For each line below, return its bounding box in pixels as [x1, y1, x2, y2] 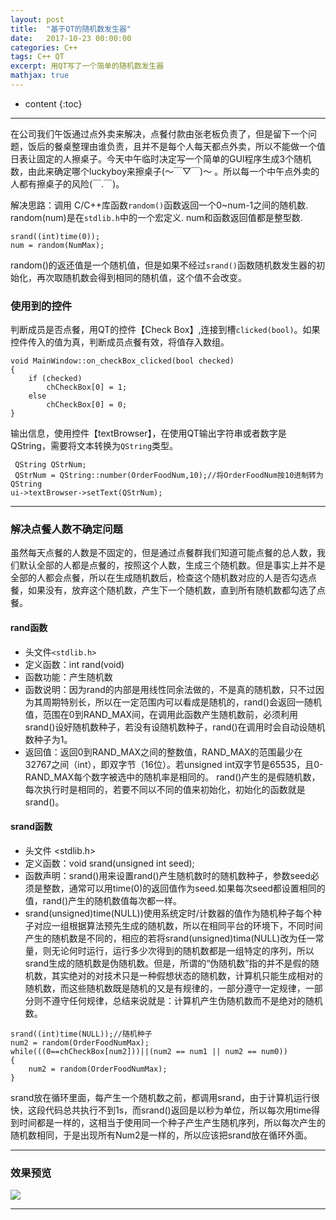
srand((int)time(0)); [10, 231, 101, 241]
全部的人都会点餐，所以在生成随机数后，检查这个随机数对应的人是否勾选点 [10, 572, 317, 584]
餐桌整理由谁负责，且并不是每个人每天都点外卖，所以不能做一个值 [53, 140, 326, 152]
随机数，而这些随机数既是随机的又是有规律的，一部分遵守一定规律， [24, 982, 306, 994]
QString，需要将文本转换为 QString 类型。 [10, 440, 179, 452]
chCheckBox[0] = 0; [46, 400, 128, 410]
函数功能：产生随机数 [24, 671, 113, 683]
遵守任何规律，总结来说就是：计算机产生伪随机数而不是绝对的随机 [51, 994, 323, 1006]
